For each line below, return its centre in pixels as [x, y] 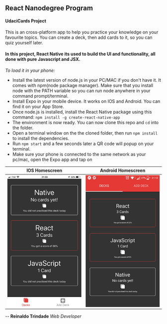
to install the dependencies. [41, 138]
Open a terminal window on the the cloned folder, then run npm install [85, 133]
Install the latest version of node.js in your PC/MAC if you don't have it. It [87, 80]
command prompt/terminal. [40, 96]
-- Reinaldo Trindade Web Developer [43, 317]
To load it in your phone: [30, 70]
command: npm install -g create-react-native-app [66, 117]
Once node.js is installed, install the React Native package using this [82, 112]
